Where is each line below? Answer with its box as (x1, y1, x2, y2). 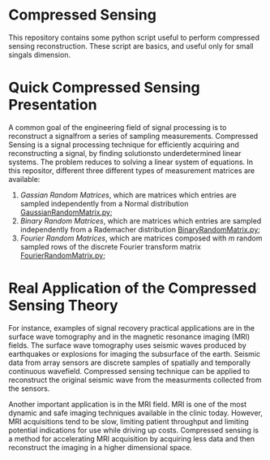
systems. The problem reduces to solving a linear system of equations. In (8, 157, 254, 167)
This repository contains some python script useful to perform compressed (8, 33, 259, 42)
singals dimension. (8, 50, 71, 59)
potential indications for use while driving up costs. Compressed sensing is (8, 425, 259, 435)
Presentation (8, 96, 97, 115)
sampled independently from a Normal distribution (19, 198, 189, 208)
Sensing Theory (8, 297, 119, 315)
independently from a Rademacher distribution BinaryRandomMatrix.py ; (19, 224, 261, 234)
